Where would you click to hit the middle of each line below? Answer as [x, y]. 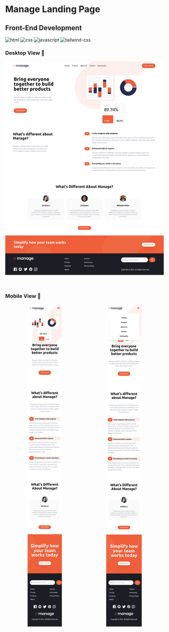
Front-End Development [44, 28]
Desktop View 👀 [25, 53]
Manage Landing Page [53, 9]
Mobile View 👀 [23, 296]
